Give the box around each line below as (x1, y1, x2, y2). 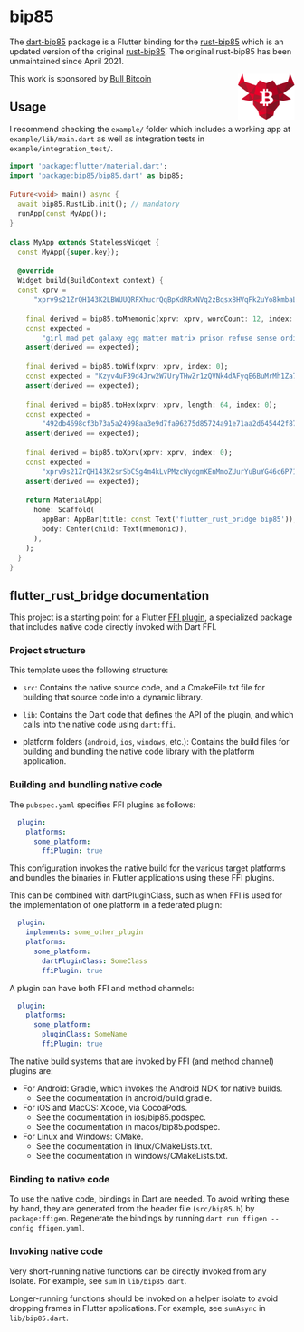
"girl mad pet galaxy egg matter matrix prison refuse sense (42, 333, 278, 343)
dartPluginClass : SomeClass (42, 956, 147, 966)
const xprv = (17, 285, 67, 295)
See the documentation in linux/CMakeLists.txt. (35, 1140, 213, 1152)
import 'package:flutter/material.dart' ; (9, 161, 168, 170)
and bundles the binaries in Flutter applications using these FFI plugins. (9, 873, 275, 883)
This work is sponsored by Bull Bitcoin (9, 72, 152, 83)
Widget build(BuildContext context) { (17, 276, 165, 285)
